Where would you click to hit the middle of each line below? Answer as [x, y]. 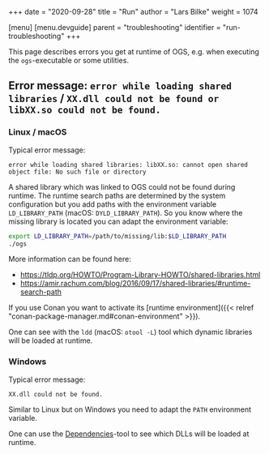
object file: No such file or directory [78, 172]
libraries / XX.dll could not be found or [114, 99]
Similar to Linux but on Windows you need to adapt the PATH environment [130, 409]
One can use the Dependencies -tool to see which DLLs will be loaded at [129, 434]
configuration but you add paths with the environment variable [113, 204]
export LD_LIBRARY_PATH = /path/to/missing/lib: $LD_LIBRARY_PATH [117, 236]
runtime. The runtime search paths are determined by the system [117, 195]
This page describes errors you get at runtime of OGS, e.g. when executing [134, 51]
